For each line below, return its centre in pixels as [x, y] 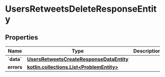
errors [15, 67]
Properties [22, 37]
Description [147, 51]
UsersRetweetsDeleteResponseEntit [81, 9]
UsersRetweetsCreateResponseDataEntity [78, 59]
